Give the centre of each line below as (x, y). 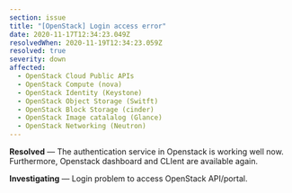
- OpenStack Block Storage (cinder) (86, 110)
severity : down (38, 59)
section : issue (38, 18)
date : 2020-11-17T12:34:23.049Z (70, 34)
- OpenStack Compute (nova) (70, 84)
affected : (28, 68)
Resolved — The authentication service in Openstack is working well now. (147, 152)
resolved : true (38, 51)
